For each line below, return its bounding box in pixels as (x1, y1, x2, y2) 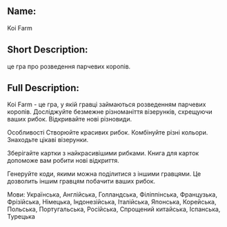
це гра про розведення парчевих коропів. (7, 62, 131, 70)
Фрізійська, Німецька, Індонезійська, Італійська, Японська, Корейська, (7, 198, 217, 206)
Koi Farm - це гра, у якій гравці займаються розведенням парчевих (7, 100, 206, 109)
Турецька (7, 213, 36, 221)
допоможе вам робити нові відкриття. (7, 157, 119, 165)
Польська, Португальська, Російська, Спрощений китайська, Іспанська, (7, 205, 221, 213)
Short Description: (7, 44, 88, 56)
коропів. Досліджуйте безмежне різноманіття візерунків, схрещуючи (7, 108, 213, 116)
